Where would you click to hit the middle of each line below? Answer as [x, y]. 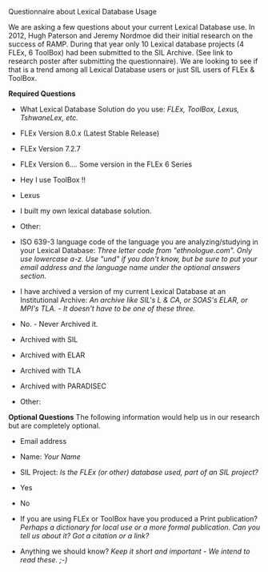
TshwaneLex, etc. [49, 118]
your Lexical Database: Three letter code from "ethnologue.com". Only [136, 250]
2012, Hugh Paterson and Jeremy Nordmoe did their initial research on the [131, 36]
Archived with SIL [49, 339]
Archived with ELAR [52, 355]
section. [33, 276]
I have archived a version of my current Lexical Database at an [123, 291]
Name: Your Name [50, 457]
